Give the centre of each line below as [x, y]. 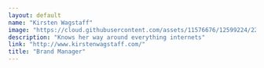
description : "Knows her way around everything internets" [107, 37]
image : [19, 30]
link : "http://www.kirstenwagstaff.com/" [77, 45]
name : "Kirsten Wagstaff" [50, 23]
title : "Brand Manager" [47, 52]
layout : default [35, 15]
